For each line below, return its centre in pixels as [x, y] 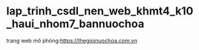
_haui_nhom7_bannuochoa [75, 24]
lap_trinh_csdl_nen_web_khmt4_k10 [100, 11]
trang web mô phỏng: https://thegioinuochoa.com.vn [72, 40]
